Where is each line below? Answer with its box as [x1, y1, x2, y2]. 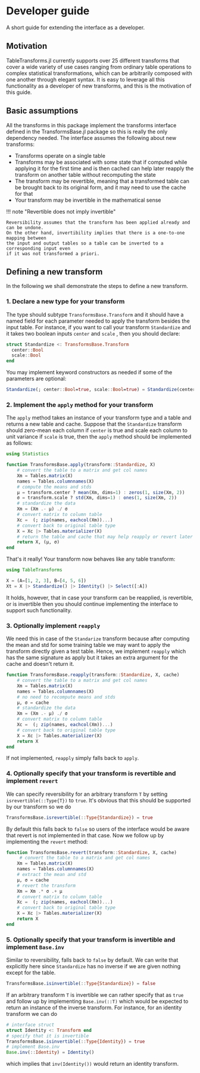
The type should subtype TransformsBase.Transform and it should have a [6, 311, 184, 318]
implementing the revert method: [6, 838, 88, 845]
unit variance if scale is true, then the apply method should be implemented [6, 433, 192, 440]
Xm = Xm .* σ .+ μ [17, 888, 62, 894]
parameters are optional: [6, 375, 67, 382]
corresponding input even [6, 245, 70, 251]
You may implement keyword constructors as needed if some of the [6, 369, 173, 376]
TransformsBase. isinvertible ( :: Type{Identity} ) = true [6, 1038, 145, 1044]
